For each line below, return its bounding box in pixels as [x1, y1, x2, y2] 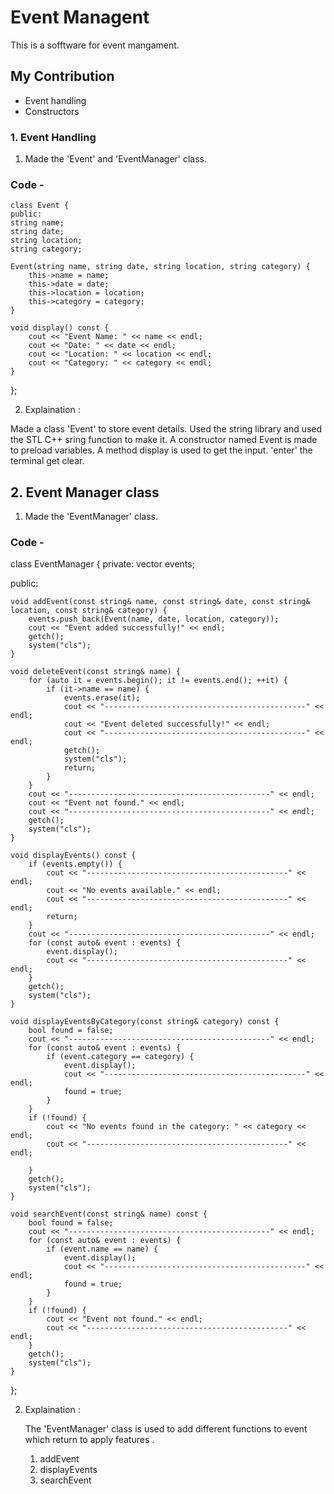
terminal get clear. [10, 455, 85, 467]
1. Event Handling [10, 130, 97, 144]
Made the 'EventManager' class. [24, 511, 159, 523]
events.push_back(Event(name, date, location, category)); [28, 614, 280, 625]
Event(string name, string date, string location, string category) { [10, 262, 311, 272]
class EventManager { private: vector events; [10, 558, 195, 570]
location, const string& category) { [10, 606, 168, 616]
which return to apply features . [24, 1434, 155, 1446]
